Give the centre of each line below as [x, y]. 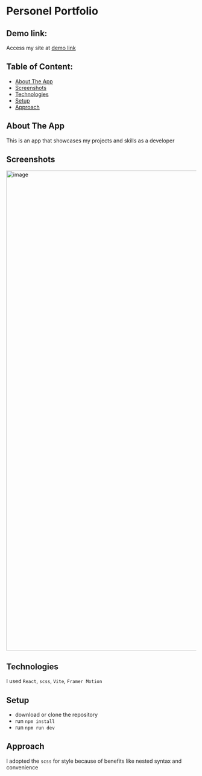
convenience [22, 767]
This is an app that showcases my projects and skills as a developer [90, 141]
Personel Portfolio [52, 11]
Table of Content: [40, 67]
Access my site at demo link [41, 48]
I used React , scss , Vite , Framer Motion [54, 681]
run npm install [35, 721]
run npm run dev [35, 728]
